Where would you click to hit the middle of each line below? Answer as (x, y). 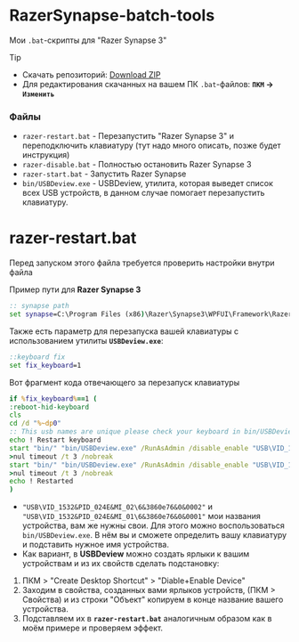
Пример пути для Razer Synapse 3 (75, 289)
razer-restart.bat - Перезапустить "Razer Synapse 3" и (128, 136)
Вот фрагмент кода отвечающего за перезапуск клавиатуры (125, 382)
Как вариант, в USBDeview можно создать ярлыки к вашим (136, 554)
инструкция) (46, 155)
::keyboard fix (37, 357)
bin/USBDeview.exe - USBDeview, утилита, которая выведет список (148, 183)
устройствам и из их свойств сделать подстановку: (121, 564)
